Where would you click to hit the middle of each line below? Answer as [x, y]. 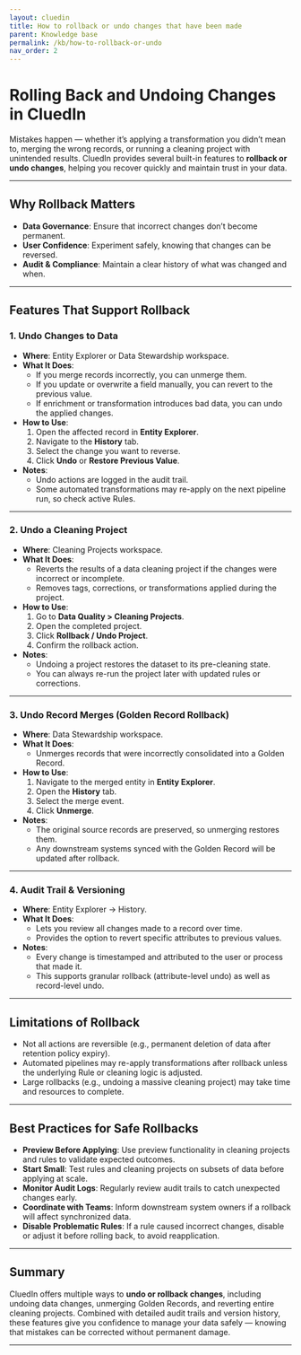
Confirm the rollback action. [87, 645]
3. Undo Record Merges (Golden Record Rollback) [120, 714]
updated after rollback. [77, 859]
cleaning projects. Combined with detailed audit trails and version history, [145, 1313]
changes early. [50, 1198]
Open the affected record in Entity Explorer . [117, 432]
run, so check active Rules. [86, 498]
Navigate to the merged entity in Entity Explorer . [125, 782]
